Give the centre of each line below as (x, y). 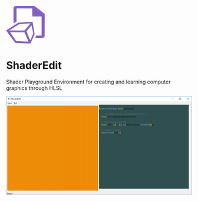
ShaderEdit (34, 66)
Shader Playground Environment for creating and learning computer (88, 82)
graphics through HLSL (34, 88)
